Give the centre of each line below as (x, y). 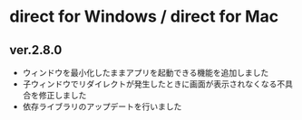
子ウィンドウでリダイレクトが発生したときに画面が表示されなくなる (150, 84)
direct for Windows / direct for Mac (144, 17)
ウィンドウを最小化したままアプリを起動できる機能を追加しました (146, 73)
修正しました (63, 95)
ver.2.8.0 (36, 50)
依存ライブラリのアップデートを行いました (102, 106)
